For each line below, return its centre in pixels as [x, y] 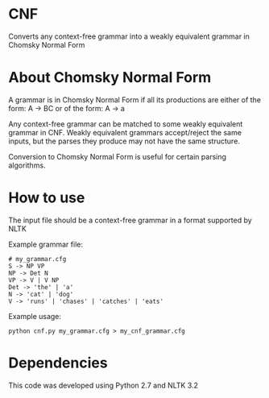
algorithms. [27, 165]
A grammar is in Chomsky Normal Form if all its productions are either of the [135, 99]
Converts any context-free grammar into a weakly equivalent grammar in [129, 36]
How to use [47, 198]
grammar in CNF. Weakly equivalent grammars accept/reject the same [125, 132]
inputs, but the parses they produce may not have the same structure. [124, 141]
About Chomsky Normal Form [110, 78]
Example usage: [35, 316]
